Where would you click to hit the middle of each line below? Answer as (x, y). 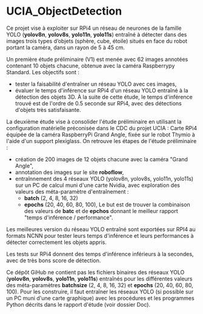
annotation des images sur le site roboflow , (69, 172)
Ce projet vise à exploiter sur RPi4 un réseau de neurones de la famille (94, 28)
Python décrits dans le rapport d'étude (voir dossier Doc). (78, 304)
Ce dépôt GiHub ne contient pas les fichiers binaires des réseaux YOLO (95, 272)
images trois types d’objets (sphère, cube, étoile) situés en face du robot (97, 41)
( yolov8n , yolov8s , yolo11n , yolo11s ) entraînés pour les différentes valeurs (99, 279)
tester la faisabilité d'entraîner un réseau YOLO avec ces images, (96, 84)
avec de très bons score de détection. (54, 260)
